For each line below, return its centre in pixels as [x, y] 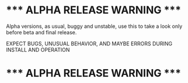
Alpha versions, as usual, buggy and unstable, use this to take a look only [94, 26]
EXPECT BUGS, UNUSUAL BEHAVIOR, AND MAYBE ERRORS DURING [89, 44]
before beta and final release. [41, 32]
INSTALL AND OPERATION [38, 49]
